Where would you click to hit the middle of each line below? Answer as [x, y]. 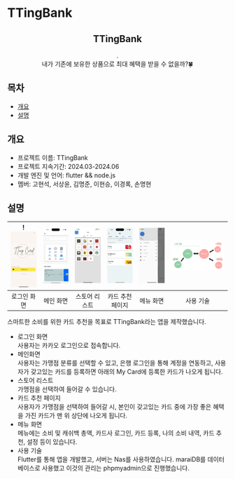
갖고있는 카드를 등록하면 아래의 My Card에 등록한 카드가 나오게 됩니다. [127, 372]
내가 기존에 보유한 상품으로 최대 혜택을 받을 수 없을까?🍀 [117, 64]
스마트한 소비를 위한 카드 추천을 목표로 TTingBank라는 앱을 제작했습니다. [107, 322]
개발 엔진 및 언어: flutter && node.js [66, 175]
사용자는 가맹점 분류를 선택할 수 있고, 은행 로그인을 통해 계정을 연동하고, [115, 363]
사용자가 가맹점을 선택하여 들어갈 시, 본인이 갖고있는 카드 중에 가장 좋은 [114, 407]
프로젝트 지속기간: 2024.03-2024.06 [68, 166]
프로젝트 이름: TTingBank [53, 157]
